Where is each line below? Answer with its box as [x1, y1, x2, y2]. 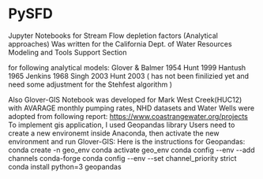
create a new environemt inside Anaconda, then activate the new [8, 128, 220, 138]
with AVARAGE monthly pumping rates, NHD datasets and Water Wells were [8, 103, 255, 113]
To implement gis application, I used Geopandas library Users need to [8, 120, 235, 129]
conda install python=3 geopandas [8, 162, 122, 171]
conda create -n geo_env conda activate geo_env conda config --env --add [8, 145, 255, 155]
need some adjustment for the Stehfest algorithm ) [8, 80, 172, 89]
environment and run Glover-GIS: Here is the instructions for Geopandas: [8, 136, 246, 146]
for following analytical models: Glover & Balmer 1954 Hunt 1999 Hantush [8, 62, 246, 72]
